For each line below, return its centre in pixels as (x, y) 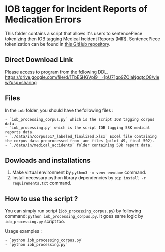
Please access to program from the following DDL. (57, 72)
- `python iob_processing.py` (37, 245)
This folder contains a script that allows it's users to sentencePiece (74, 33)
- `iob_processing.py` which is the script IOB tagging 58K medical (78, 128)
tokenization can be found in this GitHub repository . (58, 44)
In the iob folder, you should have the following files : (59, 110)
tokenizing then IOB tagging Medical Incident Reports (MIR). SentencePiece (82, 39)
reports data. (20, 132)
